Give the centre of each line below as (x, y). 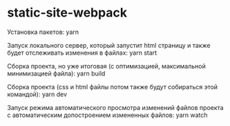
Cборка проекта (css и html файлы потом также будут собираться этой (113, 87)
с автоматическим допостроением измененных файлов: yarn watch (108, 115)
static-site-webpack (67, 13)
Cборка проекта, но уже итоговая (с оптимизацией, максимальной (106, 66)
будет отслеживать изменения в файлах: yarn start (82, 53)
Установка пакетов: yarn (43, 32)
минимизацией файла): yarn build (56, 73)
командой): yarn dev (37, 94)
